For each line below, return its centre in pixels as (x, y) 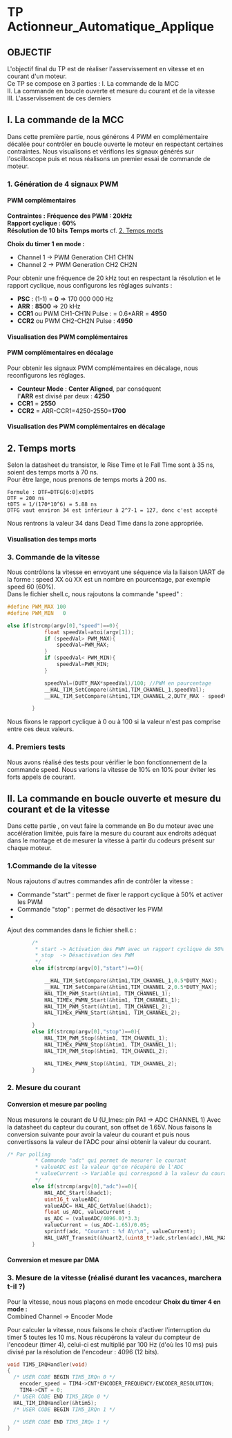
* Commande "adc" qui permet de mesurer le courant (111, 1161)
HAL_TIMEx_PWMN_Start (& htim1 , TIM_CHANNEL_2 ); (112, 1013)
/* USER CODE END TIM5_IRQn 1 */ (61, 1422)
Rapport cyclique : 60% (42, 223)
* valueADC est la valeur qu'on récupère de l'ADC (109, 1167)
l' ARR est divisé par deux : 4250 (64, 396)
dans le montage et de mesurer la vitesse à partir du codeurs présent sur (111, 840)
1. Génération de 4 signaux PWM (63, 184)
